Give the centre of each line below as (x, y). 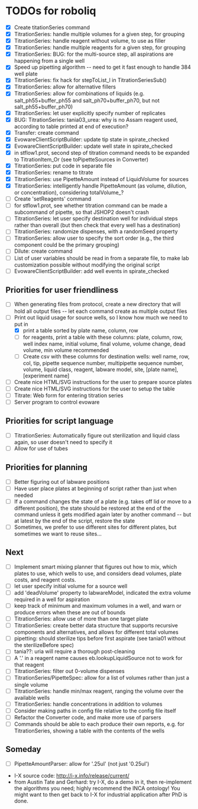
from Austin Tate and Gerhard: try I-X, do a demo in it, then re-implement (103, 782)
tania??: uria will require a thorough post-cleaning (74, 652)
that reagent (29, 665)
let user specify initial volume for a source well (71, 586)
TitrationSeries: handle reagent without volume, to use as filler (90, 41)
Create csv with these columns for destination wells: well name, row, (106, 356)
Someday (24, 749)
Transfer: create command (46, 132)
